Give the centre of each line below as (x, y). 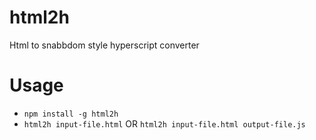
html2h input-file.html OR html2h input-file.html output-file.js (164, 123)
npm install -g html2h (71, 114)
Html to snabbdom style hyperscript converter (104, 45)
